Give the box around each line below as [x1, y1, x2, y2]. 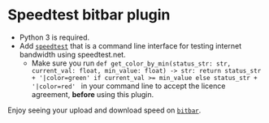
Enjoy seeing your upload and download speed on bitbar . [7, 105, 202, 115]
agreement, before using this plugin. [31, 89, 154, 99]
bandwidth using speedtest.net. [19, 49, 127, 59]
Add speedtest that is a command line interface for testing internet [19, 40, 241, 50]
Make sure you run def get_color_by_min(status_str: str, [31, 58, 232, 68]
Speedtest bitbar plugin [7, 6, 171, 24]
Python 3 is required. [19, 32, 90, 42]
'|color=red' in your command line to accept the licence [31, 81, 226, 91]
